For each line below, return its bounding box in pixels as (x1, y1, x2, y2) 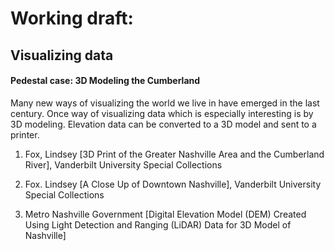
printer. (10, 128, 40, 141)
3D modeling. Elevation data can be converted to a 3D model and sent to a (10, 118, 317, 130)
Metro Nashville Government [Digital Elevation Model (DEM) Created (24, 208, 307, 220)
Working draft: (10, 7, 134, 30)
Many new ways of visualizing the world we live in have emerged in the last (10, 97, 320, 109)
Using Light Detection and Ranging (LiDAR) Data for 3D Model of (24, 218, 292, 231)
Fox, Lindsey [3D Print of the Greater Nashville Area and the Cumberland (24, 148, 325, 160)
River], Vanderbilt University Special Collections (24, 158, 223, 171)
